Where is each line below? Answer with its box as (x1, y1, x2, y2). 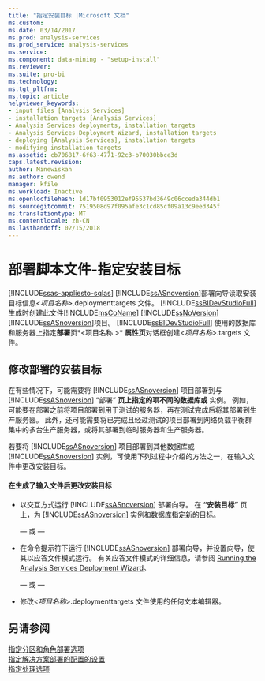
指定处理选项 (8, 664, 50, 673)
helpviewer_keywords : (8, 99, 80, 107)
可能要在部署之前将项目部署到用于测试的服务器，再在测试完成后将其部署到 (8, 405, 250, 414)
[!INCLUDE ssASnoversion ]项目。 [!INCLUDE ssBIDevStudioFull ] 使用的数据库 (8, 317, 256, 327)
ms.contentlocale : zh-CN (8, 217, 90, 225)
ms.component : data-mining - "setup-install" (8, 56, 160, 64)
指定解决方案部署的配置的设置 (8, 654, 105, 664)
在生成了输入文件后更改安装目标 (8, 481, 112, 490)
